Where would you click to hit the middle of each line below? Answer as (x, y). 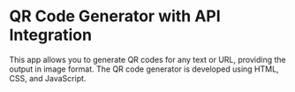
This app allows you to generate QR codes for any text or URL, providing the (148, 59)
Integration (51, 35)
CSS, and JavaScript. (48, 78)
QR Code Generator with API (115, 16)
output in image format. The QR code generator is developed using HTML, (144, 69)
